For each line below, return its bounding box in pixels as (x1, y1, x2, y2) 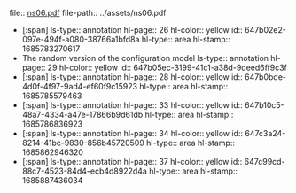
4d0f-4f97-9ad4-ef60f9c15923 (21, 81, 138, 91)
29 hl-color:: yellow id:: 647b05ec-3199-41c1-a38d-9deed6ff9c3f (47, 62, 288, 73)
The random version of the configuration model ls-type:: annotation (21, 53, 269, 63)
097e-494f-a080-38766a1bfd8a (21, 35, 140, 44)
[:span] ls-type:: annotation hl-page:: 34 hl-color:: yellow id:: (21, 128, 244, 138)
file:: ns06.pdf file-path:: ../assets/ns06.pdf (9, 8, 167, 18)
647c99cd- (244, 157, 285, 166)
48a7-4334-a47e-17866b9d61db (21, 110, 144, 120)
